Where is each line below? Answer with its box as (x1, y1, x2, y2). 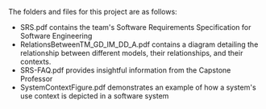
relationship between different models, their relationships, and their (19, 48, 243, 57)
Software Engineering (19, 31, 93, 40)
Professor (19, 74, 53, 83)
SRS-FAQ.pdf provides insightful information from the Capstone (19, 65, 231, 75)
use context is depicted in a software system (19, 91, 169, 100)
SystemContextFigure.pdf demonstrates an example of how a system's (19, 82, 256, 92)
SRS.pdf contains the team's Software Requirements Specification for (19, 23, 251, 31)
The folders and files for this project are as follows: (8, 7, 177, 16)
